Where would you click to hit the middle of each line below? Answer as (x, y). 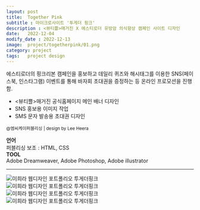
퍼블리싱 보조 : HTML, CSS (38, 148)
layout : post (22, 12)
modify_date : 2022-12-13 (38, 39)
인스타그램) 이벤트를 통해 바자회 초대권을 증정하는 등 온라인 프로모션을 (100, 81)
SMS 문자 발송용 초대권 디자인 (50, 116)
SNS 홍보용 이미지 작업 (42, 108)
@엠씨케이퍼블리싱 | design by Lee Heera (48, 128)
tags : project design (36, 56)
